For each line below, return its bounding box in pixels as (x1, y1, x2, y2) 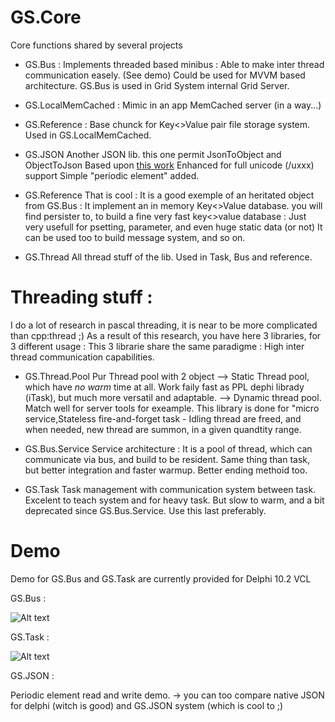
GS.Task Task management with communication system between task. (24, 483, 317, 495)
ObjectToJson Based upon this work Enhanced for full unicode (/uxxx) (24, 159, 315, 171)
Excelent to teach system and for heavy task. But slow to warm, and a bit (24, 494, 325, 506)
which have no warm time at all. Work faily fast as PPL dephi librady (24, 381, 305, 393)
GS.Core (10, 6, 82, 29)
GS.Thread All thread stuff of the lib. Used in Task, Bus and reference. (24, 251, 313, 263)
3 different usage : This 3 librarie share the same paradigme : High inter (10, 340, 305, 352)
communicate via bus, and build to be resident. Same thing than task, (24, 453, 311, 465)
